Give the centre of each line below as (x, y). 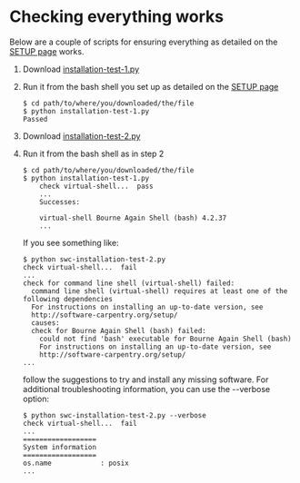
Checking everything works (117, 17)
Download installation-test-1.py (80, 69)
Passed (35, 119)
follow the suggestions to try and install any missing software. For (145, 379)
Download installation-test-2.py (81, 136)
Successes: (60, 202)
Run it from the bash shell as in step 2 (93, 153)
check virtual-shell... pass (96, 186)
